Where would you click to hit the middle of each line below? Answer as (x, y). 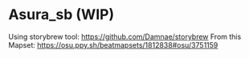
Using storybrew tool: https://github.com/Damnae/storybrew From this (125, 37)
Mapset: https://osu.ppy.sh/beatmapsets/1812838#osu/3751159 (113, 44)
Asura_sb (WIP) (61, 15)
